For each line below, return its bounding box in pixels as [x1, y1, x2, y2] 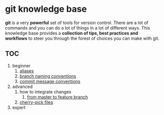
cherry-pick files [19, 99, 53, 105]
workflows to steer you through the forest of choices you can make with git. [5, 35, 160, 41]
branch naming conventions [19, 73, 76, 79]
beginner [12, 62, 31, 68]
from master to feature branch [27, 94, 88, 100]
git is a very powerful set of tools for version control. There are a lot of [5, 20, 149, 26]
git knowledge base [5, 3, 87, 15]
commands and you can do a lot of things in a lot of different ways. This [5, 25, 151, 30]
